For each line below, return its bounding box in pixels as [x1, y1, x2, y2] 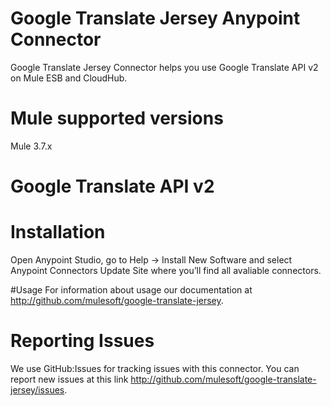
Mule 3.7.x [10, 140, 53, 152]
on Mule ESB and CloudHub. [10, 72, 128, 84]
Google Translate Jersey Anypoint [10, 7, 301, 30]
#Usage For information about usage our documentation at [10, 284, 253, 296]
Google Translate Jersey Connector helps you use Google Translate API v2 [10, 61, 319, 73]
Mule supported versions [10, 107, 224, 130]
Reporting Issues [10, 330, 155, 352]
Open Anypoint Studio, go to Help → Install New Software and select [10, 254, 293, 266]
